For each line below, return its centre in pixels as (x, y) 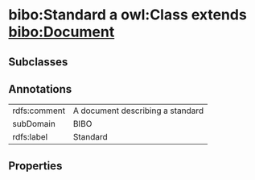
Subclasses (38, 62)
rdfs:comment (39, 111)
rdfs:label (30, 137)
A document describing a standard (138, 111)
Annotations (40, 89)
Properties (35, 166)
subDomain (34, 124)
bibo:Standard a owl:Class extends (127, 15)
